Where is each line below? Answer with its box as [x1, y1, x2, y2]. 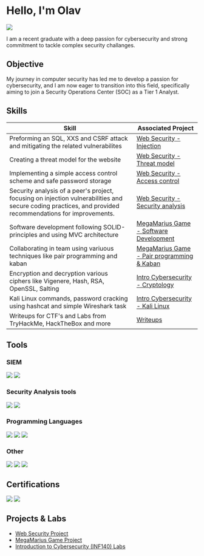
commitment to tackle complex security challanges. [6, 41, 135, 49]
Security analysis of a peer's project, [9, 186, 114, 195]
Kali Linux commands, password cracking [9, 294, 128, 302]
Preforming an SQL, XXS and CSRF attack [9, 134, 129, 143]
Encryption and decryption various [9, 269, 108, 277]
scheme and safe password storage [9, 177, 112, 185]
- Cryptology [136, 280, 174, 289]
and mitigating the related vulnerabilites [9, 141, 123, 150]
